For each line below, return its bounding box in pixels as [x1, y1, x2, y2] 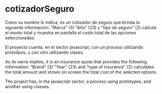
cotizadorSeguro [5, 3, 75, 15]
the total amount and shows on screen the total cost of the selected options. [5, 69, 158, 75]
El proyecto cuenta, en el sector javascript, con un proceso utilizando [5, 44, 144, 50]
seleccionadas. [5, 35, 35, 41]
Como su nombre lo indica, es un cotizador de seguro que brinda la [5, 19, 140, 25]
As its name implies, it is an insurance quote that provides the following [5, 59, 147, 64]
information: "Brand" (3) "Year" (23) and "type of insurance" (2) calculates [5, 64, 154, 70]
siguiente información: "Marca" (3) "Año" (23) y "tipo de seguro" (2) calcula [5, 24, 157, 30]
